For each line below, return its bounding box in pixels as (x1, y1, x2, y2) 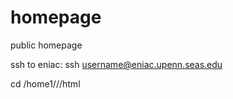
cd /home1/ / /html (10, 77, 81, 90)
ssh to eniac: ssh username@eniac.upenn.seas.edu (10, 58, 223, 70)
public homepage (10, 39, 83, 51)
